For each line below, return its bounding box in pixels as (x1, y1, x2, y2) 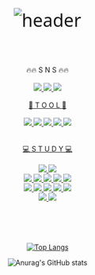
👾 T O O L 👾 (28, 100, 67, 110)
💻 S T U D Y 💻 (22, 144, 73, 153)
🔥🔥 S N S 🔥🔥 (26, 65, 69, 75)
